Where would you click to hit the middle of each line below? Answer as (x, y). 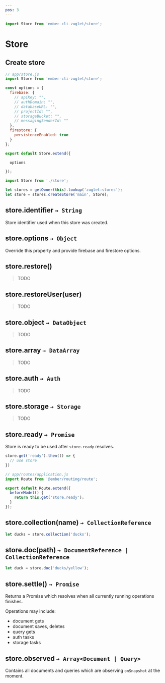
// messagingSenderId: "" (42, 121)
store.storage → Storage (43, 406)
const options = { (24, 88)
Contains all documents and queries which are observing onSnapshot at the (82, 670)
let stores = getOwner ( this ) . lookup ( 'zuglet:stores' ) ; (64, 190)
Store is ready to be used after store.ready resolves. (60, 447)
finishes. (14, 602)
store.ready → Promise (40, 434)
